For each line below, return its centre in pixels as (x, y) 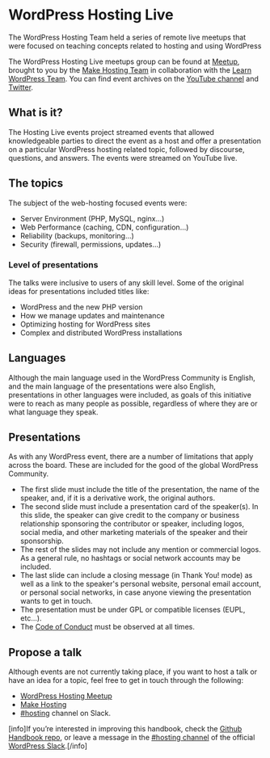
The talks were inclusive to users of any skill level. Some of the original (126, 282)
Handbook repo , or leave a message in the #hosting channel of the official (132, 738)
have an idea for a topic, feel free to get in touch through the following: (126, 680)
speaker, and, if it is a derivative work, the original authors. (118, 498)
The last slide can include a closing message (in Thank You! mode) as (136, 575)
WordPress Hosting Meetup (66, 696)
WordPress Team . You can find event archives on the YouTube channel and (133, 78)
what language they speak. (53, 412)
